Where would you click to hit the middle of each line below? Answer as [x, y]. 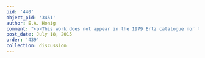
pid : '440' [20, 12]
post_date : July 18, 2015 [39, 34]
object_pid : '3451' [31, 18]
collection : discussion [37, 46]
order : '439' [23, 40]
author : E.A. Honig [31, 23]
